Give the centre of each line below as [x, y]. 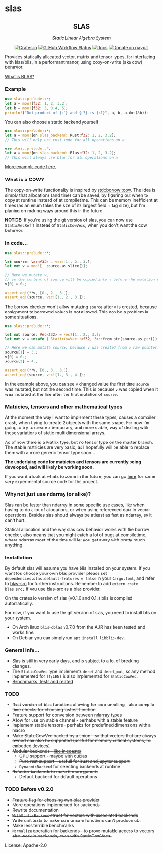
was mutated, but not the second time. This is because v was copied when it [81, 389]
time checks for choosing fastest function [54, 710]
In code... [16, 243]
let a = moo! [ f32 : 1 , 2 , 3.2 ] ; [37, 104]
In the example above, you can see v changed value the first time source [77, 384]
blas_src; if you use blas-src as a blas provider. [53, 589]
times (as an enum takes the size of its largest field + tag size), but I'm [75, 205]
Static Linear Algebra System [81, 38]
